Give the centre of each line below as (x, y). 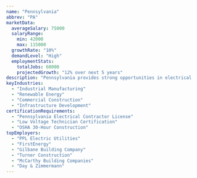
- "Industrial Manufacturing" (49, 89)
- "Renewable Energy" (38, 94)
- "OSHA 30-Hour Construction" (50, 128)
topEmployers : (24, 133)
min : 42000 (30, 39)
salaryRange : (28, 34)
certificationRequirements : (41, 111)
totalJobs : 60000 (38, 67)
